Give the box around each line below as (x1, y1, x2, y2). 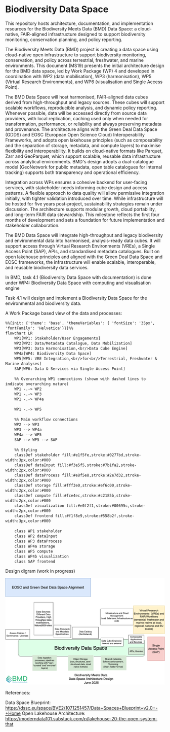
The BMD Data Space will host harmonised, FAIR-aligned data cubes (5, 94, 148, 100)
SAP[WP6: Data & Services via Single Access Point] (14, 366, 125, 371)
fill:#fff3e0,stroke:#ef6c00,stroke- (53, 483, 133, 488)
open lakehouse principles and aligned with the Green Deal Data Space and (5, 254, 163, 260)
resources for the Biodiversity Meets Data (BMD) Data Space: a (5, 25, 137, 31)
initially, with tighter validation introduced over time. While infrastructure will (5, 195, 163, 201)
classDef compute (14, 493, 51, 498)
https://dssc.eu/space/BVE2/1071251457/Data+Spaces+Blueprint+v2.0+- (5, 705, 158, 711)
